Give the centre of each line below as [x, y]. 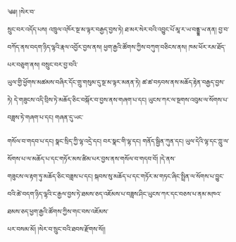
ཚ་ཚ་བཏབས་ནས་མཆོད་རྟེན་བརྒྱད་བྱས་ [184, 82]
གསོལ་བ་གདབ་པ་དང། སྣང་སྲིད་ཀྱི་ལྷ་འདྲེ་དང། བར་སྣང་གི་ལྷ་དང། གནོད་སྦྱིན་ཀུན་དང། [96, 141]
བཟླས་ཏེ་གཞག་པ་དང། [31, 117]
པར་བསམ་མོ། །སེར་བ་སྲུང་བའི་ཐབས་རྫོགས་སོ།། [56, 229]
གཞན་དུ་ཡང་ [69, 117]
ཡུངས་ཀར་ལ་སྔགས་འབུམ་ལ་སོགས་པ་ [188, 100]
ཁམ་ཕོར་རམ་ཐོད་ [207, 47]
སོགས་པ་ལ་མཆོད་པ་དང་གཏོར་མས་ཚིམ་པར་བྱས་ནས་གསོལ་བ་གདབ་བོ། [83, 159]
